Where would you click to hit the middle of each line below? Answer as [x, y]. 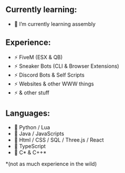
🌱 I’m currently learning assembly [55, 24]
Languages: [28, 114]
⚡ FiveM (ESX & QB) [38, 57]
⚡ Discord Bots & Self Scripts [49, 75]
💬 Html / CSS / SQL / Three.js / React [59, 140]
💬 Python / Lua [32, 128]
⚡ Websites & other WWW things [54, 84]
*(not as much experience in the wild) [51, 164]
